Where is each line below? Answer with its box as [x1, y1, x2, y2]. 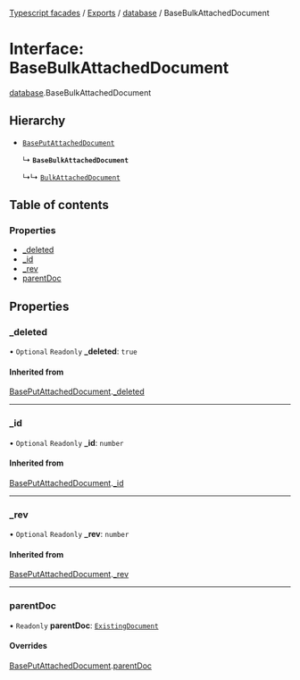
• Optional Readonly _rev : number [9, 529, 129, 540]
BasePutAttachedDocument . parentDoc [9, 660, 153, 671]
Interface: [9, 39, 85, 59]
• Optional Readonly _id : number [9, 437, 124, 448]
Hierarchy [9, 113, 66, 129]
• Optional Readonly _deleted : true [9, 346, 137, 357]
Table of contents [9, 197, 109, 213]
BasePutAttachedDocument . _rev [9, 569, 129, 580]
